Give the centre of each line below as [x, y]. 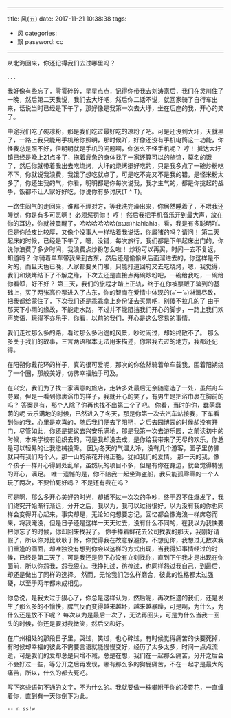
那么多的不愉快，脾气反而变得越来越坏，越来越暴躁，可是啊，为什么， [118, 606]
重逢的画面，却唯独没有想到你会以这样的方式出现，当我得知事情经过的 [112, 549]
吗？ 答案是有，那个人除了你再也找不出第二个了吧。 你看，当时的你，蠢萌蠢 [114, 405]
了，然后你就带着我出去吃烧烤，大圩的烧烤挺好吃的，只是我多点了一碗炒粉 [112, 166]
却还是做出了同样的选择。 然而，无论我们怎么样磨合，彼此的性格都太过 [107, 574]
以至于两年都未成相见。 [52, 583]
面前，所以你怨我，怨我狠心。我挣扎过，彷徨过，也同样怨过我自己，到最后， [115, 566]
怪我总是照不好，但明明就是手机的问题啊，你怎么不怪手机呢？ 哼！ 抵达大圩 [114, 148]
